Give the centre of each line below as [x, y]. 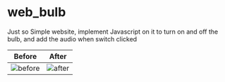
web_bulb [37, 12]
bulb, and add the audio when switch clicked [72, 39]
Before [25, 56]
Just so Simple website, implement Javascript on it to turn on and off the [113, 32]
